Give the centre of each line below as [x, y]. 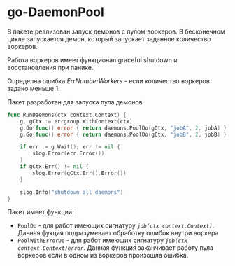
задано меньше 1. [34, 88]
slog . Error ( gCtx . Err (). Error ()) [80, 173]
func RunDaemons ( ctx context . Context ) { [67, 115]
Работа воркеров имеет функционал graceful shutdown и [92, 59]
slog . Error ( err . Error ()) [69, 154]
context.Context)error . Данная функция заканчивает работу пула [115, 248]
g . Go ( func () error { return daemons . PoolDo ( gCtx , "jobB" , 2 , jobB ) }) [125, 134]
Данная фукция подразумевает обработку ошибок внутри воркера [118, 233]
